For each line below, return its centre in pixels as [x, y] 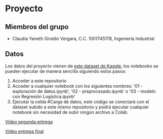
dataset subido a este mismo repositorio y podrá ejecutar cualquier [81, 107]
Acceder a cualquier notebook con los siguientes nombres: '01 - [78, 86]
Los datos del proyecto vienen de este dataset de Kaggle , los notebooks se [82, 66]
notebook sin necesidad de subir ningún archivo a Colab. [70, 112]
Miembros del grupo [37, 27]
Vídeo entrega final [24, 131]
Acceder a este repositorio [39, 81]
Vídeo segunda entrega [29, 122]
